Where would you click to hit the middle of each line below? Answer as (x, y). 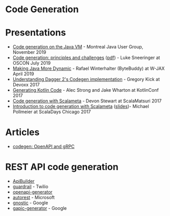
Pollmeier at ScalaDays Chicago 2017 (52, 112)
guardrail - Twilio (30, 186)
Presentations (36, 33)
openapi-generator (32, 192)
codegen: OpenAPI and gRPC (44, 147)
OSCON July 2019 (32, 63)
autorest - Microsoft (34, 197)
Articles (22, 132)
